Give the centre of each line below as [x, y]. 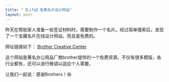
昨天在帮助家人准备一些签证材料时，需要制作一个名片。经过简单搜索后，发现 [84, 29]
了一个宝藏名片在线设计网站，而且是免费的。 [52, 36]
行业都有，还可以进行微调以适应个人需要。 [49, 63]
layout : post [19, 15]
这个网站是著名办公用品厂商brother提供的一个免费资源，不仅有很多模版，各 [83, 57]
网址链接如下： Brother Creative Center [46, 46]
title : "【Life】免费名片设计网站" [38, 10]
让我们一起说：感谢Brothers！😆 [38, 74]
